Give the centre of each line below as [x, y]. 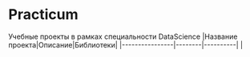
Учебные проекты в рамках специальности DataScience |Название [123, 36]
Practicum [43, 15]
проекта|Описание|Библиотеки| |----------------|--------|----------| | [125, 44]
